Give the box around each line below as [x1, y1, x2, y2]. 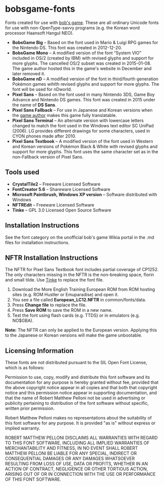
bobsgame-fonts [5, 3, 75, 15]
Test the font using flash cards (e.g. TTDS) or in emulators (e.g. [12, 312, 140, 319]
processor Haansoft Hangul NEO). [5, 30, 74, 36]
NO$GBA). [12, 318, 34, 324]
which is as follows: [5, 365, 45, 370]
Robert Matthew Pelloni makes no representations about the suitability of [5, 415, 152, 421]
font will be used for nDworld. [12, 86, 72, 92]
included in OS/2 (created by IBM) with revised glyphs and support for [12, 55, 154, 61]
